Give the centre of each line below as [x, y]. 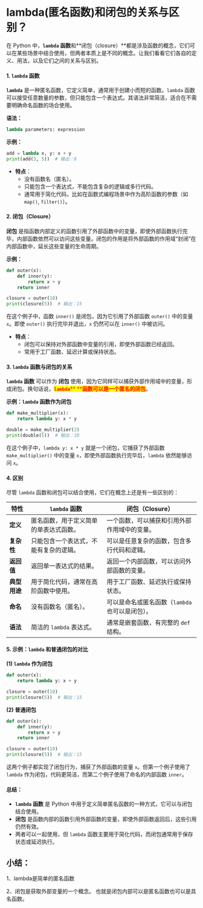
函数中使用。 [55, 591]
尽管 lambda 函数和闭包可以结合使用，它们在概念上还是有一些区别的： [93, 492]
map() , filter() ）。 [47, 201]
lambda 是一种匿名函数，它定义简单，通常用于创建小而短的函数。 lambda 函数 [101, 90]
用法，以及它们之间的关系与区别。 [59, 60]
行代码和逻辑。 [128, 550]
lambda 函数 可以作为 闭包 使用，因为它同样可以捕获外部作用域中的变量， [97, 381]
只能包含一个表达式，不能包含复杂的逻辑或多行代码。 [90, 186]
